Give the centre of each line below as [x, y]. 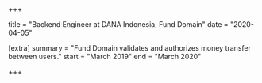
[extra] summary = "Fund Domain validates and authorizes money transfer [130, 48]
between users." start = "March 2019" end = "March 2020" [105, 57]
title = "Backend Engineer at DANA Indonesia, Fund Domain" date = [118, 24]
